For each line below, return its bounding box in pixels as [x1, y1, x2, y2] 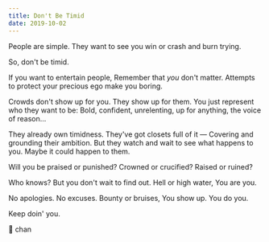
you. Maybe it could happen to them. [8, 146, 130, 156]
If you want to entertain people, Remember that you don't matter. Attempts [8, 72, 255, 82]
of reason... [8, 113, 47, 123]
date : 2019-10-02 [8, 19, 67, 27]
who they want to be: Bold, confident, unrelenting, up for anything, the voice [8, 105, 262, 115]
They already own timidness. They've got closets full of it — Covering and [8, 129, 254, 139]
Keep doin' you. [8, 208, 60, 218]
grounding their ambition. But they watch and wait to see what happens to [8, 137, 254, 147]
